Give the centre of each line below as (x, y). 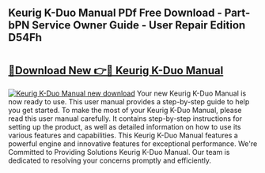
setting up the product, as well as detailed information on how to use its (125, 127)
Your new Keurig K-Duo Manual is (192, 93)
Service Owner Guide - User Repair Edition (138, 26)
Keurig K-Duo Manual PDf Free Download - (115, 13)
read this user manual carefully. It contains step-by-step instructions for (125, 118)
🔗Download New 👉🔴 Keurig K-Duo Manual (116, 70)
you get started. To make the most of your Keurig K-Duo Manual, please (125, 110)
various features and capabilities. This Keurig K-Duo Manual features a (123, 135)
